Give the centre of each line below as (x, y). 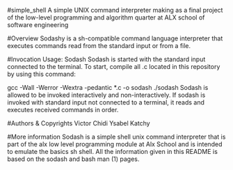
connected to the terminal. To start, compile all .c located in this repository (114, 67)
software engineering (38, 25)
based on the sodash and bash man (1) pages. (73, 159)
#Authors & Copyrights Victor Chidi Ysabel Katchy (79, 123)
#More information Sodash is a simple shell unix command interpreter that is (116, 137)
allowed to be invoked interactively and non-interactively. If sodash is (106, 95)
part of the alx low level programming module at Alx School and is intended (115, 144)
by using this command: (42, 74)
